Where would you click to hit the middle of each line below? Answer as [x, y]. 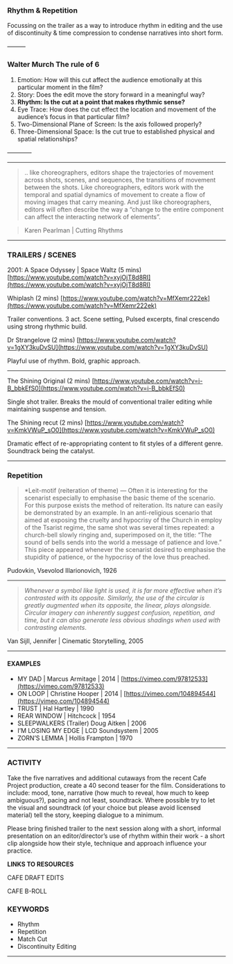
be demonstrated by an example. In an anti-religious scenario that [118, 513]
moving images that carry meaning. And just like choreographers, [118, 202]
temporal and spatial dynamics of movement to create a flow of [115, 194]
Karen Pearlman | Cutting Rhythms [74, 230]
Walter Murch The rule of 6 [53, 65]
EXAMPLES [24, 663]
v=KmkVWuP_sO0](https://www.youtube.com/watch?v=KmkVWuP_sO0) [111, 429]
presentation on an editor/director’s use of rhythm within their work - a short [116, 836]
